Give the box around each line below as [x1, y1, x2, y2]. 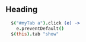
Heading [5, 5, 38, 15]
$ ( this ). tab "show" [11, 31, 59, 37]
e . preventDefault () [16, 26, 65, 32]
